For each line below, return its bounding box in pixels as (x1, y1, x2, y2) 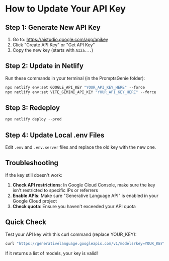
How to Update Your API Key (5, 3, 126, 15)
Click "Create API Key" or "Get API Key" (12, 42, 95, 48)
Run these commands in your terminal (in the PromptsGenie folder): (5, 75, 145, 81)
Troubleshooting (5, 159, 59, 167)
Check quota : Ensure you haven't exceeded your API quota (12, 203, 136, 209)
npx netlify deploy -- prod (5, 117, 62, 122)
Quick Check (5, 218, 47, 227)
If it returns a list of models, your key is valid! (5, 250, 98, 256)
